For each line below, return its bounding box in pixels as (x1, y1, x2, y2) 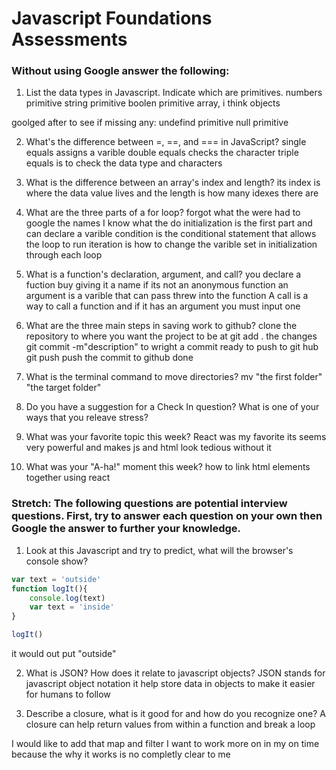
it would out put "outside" (11, 648, 117, 660)
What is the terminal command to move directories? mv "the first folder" (25, 371, 323, 383)
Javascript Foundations (11, 7, 213, 30)
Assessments (11, 28, 128, 51)
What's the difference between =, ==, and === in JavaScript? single (25, 136, 307, 148)
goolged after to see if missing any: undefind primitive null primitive (11, 117, 289, 129)
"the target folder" (25, 382, 102, 394)
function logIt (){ (11, 583, 88, 594)
